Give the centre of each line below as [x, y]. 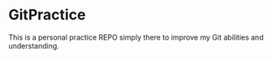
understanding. [34, 45]
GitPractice [47, 15]
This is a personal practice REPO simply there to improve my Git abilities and [136, 37]
